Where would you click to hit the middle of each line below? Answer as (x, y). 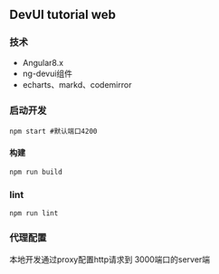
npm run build (36, 172)
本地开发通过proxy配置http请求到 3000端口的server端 (110, 259)
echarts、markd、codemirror (77, 84)
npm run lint (34, 213)
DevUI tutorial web (62, 15)
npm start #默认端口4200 (53, 131)
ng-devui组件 (48, 73)
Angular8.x (43, 62)
